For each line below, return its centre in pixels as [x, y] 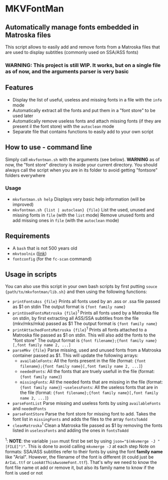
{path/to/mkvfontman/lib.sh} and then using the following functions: [76, 292]
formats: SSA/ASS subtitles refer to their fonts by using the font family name [84, 452]
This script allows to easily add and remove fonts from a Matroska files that [82, 47]
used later [23, 115]
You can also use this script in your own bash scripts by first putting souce [81, 286]
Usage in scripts [31, 275]
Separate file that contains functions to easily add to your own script [83, 131]
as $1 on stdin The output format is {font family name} [69, 307]
